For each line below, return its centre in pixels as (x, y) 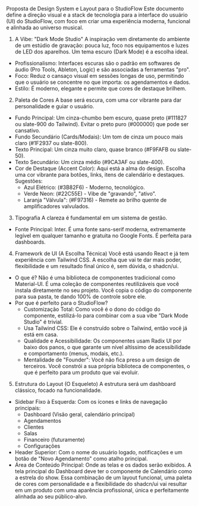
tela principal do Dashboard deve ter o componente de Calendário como (103, 471)
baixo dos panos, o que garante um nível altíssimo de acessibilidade (107, 347)
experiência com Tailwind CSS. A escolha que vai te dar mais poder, (98, 260)
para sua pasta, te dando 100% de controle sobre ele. (81, 296)
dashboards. (30, 242)
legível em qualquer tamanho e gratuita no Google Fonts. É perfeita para (103, 235)
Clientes (34, 427)
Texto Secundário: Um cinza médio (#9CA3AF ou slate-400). (89, 162)
